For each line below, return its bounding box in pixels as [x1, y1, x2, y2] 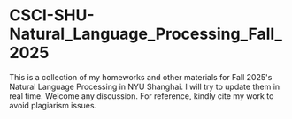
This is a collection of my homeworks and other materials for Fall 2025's [9, 71, 273, 82]
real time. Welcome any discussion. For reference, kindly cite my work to [9, 90, 274, 101]
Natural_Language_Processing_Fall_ [9, 24, 283, 44]
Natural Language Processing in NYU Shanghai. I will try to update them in [9, 81, 280, 92]
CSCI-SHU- [9, 5, 95, 26]
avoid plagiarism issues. [9, 100, 97, 110]
